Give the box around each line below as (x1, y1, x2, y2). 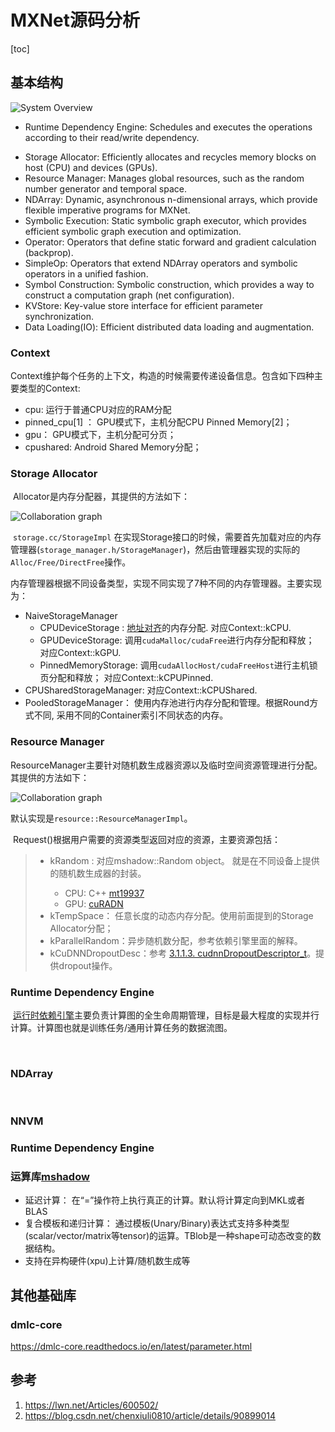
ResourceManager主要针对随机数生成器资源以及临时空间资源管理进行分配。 (10, 759, 323, 771)
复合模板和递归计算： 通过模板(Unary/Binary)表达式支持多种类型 (24, 1217, 290, 1230)
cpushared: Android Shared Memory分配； (24, 441, 202, 453)
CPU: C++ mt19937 (64, 887, 145, 899)
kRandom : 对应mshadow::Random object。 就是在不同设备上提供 (49, 854, 320, 866)
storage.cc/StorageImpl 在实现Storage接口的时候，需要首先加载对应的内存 (12, 531, 322, 543)
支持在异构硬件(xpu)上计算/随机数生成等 (24, 1255, 191, 1267)
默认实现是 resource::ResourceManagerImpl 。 (10, 812, 193, 824)
